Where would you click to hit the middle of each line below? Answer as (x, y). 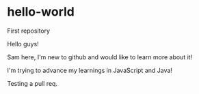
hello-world (41, 12)
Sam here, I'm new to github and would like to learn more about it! (100, 57)
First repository (28, 31)
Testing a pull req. (32, 83)
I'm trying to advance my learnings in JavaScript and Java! (90, 70)
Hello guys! (23, 44)
